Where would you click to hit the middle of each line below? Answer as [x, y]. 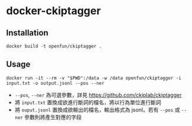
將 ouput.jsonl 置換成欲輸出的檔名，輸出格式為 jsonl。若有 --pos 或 [97, 109]
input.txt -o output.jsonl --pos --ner [55, 83]
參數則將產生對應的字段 [53, 117]
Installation [27, 33]
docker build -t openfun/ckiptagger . [54, 46]
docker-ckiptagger [54, 11]
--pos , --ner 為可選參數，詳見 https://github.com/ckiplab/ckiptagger [98, 95]
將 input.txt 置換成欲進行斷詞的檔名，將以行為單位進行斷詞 [88, 102]
